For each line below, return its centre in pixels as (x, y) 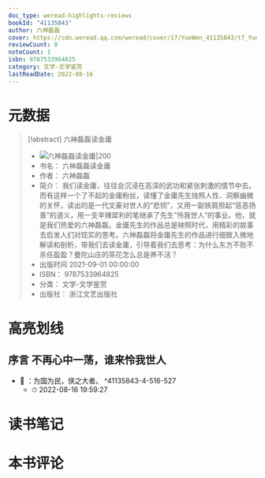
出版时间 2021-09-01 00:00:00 (89, 264)
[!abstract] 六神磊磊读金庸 (70, 139)
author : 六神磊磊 (34, 30)
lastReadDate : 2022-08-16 (50, 74)
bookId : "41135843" (40, 23)
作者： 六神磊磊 (65, 175)
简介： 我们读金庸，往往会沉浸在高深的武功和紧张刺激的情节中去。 (147, 185)
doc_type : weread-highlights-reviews (70, 15)
